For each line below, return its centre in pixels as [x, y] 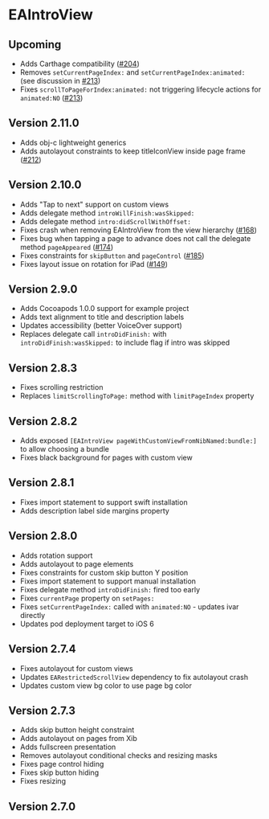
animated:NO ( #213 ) [51, 98]
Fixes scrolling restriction [61, 387]
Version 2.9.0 [43, 290]
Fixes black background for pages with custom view [106, 458]
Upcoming [35, 45]
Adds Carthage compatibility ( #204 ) [80, 63]
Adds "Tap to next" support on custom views [94, 204]
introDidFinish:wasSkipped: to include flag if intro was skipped [125, 342]
